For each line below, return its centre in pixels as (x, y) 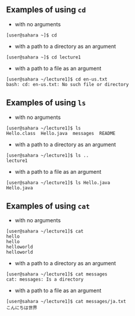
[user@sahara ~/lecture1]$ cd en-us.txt (57, 79)
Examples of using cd (46, 10)
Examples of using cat (48, 206)
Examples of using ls (46, 103)
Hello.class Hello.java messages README (61, 133)
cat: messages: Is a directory (45, 280)
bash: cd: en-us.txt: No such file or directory (67, 84)
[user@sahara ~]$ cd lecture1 (44, 57)
